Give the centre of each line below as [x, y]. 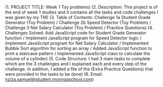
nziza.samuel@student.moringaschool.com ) [49, 79]
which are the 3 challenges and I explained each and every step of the [76, 64]
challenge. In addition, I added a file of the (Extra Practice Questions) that [79, 69]
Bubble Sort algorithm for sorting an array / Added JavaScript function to [79, 48]
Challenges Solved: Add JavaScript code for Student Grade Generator [76, 33]
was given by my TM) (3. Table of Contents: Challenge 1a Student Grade [78, 17]
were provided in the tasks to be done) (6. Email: [54, 74]
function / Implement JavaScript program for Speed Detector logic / [73, 38]
